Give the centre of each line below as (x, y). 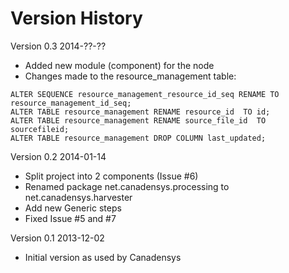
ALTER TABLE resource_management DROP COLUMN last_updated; (138, 138)
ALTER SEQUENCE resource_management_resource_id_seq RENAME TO (145, 94)
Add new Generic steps (73, 208)
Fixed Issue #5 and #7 (70, 218)
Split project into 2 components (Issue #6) (111, 176)
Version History (76, 18)
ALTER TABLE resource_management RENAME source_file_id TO (138, 120)
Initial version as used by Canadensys (103, 257)
